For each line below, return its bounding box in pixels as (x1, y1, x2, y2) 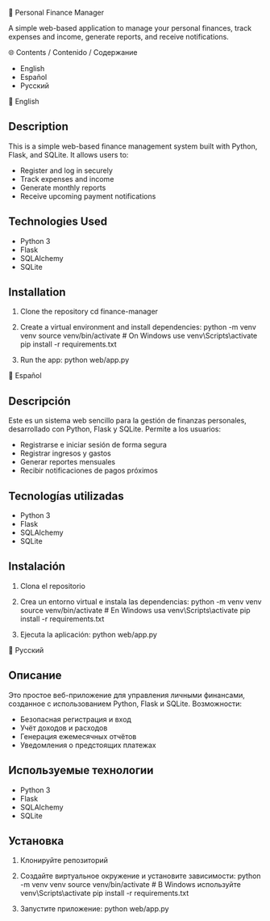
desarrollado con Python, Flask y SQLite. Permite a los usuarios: (8, 424, 222, 434)
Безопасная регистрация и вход (19, 714, 131, 724)
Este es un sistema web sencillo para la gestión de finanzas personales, (8, 416, 247, 426)
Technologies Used (8, 215, 107, 229)
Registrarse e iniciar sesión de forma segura (19, 440, 168, 450)
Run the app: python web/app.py (19, 355, 130, 365)
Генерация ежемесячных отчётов (19, 731, 137, 741)
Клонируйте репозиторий (19, 856, 109, 865)
